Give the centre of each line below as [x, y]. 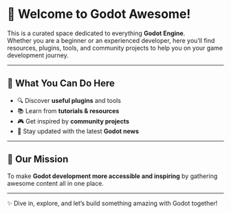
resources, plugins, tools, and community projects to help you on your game [115, 48]
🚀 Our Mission [38, 159]
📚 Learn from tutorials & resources [68, 110]
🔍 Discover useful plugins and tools [69, 100]
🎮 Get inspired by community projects [73, 121]
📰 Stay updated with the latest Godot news [78, 131]
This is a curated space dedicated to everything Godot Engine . [96, 33]
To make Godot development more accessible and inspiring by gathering [112, 176]
